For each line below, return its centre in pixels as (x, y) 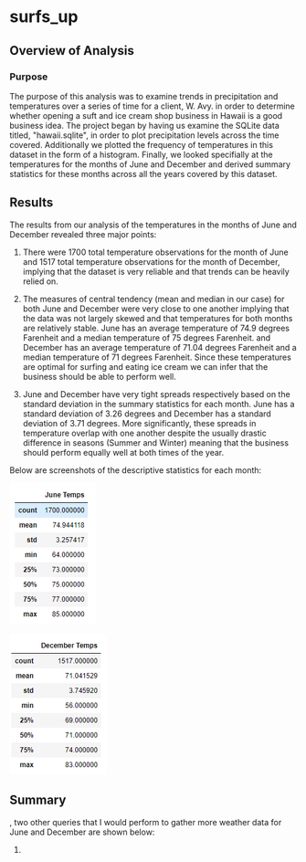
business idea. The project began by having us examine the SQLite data (145, 125)
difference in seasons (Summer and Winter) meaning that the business (156, 442)
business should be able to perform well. (99, 376)
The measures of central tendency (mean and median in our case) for (153, 299)
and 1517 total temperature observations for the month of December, (151, 261)
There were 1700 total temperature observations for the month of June (156, 252)
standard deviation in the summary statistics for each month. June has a (158, 404)
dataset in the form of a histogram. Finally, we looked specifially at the (141, 154)
